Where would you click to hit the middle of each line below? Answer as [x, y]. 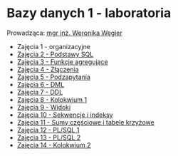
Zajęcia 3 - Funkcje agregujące [62, 61]
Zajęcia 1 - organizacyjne [53, 46]
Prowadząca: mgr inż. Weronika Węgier [64, 33]
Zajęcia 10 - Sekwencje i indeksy [65, 115]
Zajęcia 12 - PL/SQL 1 [48, 130]
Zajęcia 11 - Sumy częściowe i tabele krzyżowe [85, 122]
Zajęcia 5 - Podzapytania [53, 77]
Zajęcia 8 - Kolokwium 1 [52, 99]
